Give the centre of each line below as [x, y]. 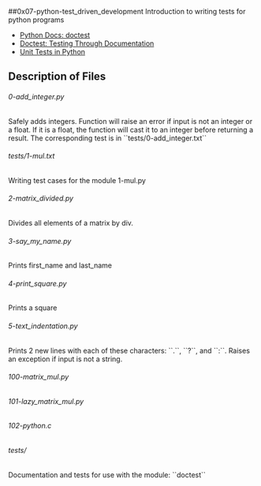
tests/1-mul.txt [32, 156]
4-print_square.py [37, 283]
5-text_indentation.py [43, 326]
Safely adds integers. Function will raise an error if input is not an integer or [130, 121]
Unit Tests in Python [52, 52]
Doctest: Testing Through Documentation [87, 43]
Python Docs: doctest [55, 35]
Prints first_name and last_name [60, 265]
